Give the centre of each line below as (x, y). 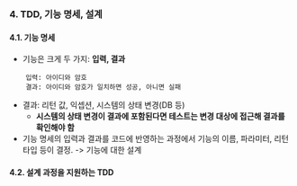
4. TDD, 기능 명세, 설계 (56, 13)
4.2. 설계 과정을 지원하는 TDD (62, 172)
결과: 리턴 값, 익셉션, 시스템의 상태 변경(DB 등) (103, 105)
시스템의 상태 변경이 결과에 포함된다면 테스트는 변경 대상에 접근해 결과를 (160, 116)
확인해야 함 (55, 128)
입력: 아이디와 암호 (56, 78)
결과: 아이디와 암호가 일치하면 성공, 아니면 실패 (103, 87)
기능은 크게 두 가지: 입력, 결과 (74, 59)
